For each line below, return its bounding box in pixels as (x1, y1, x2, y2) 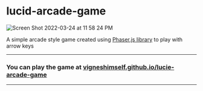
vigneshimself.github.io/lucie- (82, 63, 175, 71)
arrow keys (6, 42, 34, 49)
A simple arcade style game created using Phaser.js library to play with (6, 36, 183, 43)
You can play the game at (6, 63, 82, 71)
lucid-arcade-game (6, 4, 106, 18)
